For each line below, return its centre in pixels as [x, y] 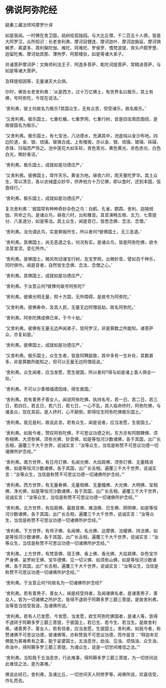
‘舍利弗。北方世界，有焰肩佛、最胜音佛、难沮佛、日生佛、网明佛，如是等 [79, 508]
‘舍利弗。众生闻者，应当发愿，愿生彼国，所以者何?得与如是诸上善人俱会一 [80, 372]
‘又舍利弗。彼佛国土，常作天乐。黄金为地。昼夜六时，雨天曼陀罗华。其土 [79, 175]
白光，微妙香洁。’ [22, 154]
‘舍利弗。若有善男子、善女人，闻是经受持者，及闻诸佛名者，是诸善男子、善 [82, 593]
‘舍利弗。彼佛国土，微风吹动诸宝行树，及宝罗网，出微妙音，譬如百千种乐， [82, 259]
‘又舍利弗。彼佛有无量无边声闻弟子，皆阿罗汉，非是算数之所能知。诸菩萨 [79, 328]
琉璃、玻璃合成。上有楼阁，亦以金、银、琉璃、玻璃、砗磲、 [100, 142]
